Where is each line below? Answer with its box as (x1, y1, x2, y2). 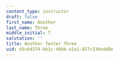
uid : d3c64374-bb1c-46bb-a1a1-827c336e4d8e (6, 46, 114, 52)
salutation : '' (6, 35, 43, 41)
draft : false (6, 14, 38, 20)
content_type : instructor (6, 8, 69, 15)
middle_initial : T (6, 30, 51, 36)
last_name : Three (6, 24, 48, 31)
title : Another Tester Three (6, 41, 77, 47)
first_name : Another (6, 19, 57, 25)
